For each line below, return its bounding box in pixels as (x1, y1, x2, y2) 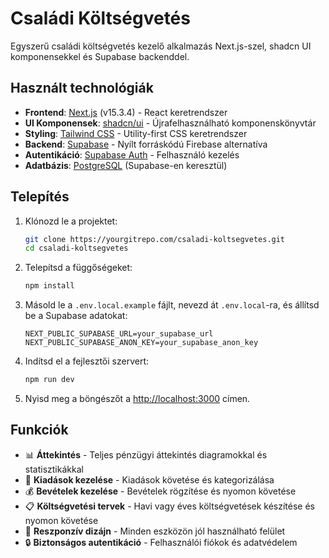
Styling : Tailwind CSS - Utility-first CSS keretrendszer (24, 127, 248, 139)
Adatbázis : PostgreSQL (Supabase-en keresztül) (24, 159, 228, 171)
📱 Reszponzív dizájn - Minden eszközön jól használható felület (24, 525, 286, 537)
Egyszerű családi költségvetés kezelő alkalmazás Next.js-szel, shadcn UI (10, 40, 312, 52)
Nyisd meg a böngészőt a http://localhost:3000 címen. (24, 393, 251, 405)
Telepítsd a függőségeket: (24, 262, 133, 274)
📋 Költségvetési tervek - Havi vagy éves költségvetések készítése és (24, 500, 315, 512)
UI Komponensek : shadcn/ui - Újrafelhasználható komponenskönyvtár (24, 117, 317, 129)
